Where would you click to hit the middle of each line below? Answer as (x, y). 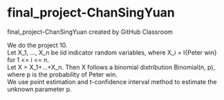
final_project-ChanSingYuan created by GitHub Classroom (90, 32)
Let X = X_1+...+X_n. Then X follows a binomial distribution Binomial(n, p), (111, 67)
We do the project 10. (37, 45)
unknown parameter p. (39, 89)
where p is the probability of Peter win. (62, 74)
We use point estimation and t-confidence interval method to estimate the (112, 81)
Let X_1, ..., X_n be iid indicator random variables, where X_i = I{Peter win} (112, 52)
